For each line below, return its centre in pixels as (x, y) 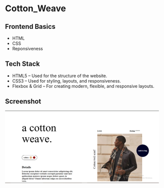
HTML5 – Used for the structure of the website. (60, 76)
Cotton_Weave (36, 9)
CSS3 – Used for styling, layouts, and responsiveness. (66, 81)
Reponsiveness (27, 49)
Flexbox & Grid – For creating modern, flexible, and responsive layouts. (83, 86)
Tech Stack (22, 64)
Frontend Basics (30, 27)
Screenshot (23, 101)
